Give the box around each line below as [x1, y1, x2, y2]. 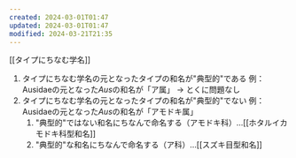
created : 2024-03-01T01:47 [9, 12, 109, 22]
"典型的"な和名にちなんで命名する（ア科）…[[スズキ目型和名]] [35, 139, 263, 150]
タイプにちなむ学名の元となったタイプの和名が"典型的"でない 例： [21, 95, 265, 106]
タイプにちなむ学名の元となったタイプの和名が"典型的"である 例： [21, 73, 265, 84]
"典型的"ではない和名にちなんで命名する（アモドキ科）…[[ [35, 117, 250, 128]
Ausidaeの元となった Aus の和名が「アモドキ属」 [21, 107, 199, 117]
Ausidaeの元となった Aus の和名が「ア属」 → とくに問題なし [21, 85, 241, 95]
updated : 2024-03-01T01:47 [9, 21, 109, 30]
